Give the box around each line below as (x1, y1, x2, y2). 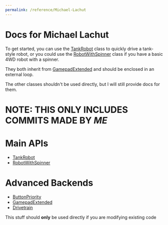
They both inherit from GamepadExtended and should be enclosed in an (5, 66, 154, 72)
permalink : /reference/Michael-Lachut (5, 7, 86, 13)
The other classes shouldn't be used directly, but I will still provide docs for (5, 81, 160, 87)
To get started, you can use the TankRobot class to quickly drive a (5, 46, 142, 52)
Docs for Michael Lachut (5, 29, 109, 40)
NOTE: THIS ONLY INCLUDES (5, 104, 128, 116)
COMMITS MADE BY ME (5, 115, 108, 126)
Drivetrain (12, 204, 33, 210)
